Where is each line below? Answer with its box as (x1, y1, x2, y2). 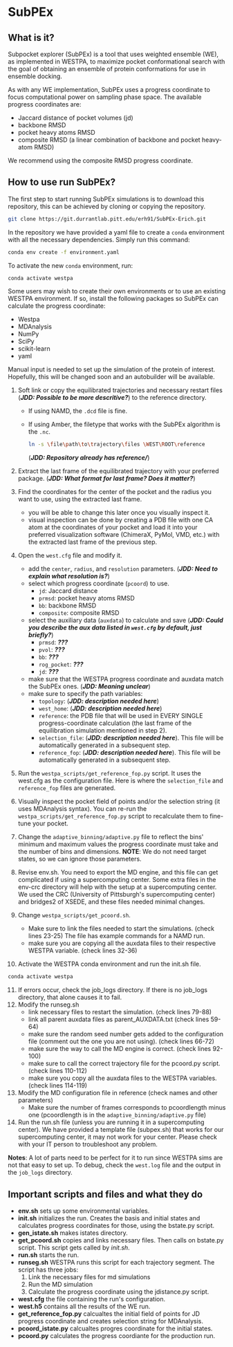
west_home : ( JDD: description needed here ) (38, 704, 162, 713)
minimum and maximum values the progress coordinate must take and (17, 840, 218, 848)
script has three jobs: (17, 1265, 79, 1274)
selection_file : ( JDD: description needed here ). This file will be (38, 734, 224, 742)
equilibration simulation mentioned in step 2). (38, 726, 167, 735)
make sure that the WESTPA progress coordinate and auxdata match (28, 675, 224, 684)
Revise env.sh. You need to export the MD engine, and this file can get (17, 868, 218, 877)
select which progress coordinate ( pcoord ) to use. (28, 579, 170, 588)
